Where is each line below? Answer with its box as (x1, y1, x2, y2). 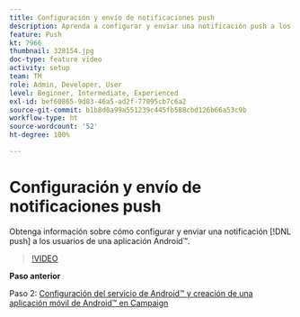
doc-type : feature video (9, 55, 102, 64)
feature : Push (9, 30, 63, 39)
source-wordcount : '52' (9, 122, 99, 131)
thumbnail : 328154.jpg (9, 47, 94, 56)
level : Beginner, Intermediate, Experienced (9, 88, 179, 97)
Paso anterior (9, 270, 61, 281)
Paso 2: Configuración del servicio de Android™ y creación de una (9, 287, 253, 298)
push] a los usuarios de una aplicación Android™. (9, 235, 190, 246)
